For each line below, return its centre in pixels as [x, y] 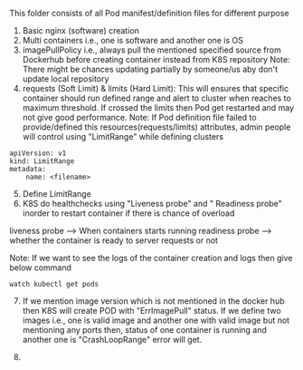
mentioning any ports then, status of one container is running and [144, 330]
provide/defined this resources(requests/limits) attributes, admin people [156, 127]
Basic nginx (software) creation [81, 30]
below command [41, 268]
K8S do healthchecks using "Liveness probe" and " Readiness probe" [152, 204]
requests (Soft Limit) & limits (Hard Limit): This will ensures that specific [156, 88]
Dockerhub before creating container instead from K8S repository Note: [156, 59]
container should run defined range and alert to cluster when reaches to [156, 98]
